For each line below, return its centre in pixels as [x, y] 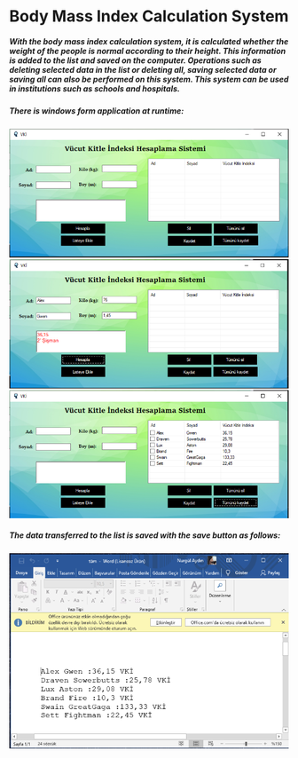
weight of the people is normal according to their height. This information [148, 51]
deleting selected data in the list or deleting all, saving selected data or [143, 69]
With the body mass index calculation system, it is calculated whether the [149, 41]
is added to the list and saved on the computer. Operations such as [135, 60]
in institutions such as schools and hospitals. [94, 88]
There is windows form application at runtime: [97, 111]
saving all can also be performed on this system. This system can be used [149, 79]
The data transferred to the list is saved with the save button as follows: [145, 535]
